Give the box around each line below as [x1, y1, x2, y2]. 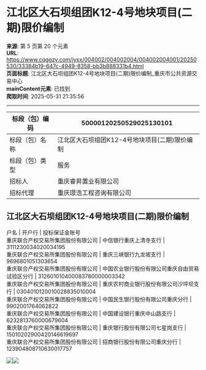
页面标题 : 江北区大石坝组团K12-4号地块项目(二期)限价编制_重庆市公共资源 [6, 69, 192, 77]
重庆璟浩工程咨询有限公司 [57, 188, 132, 197]
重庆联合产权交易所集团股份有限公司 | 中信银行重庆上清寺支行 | [6, 236, 166, 244]
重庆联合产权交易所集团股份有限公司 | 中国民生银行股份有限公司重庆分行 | [6, 295, 192, 303]
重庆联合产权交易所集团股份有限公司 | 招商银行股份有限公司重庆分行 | [6, 338, 181, 345]
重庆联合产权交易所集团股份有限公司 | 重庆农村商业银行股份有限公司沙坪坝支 [6, 280, 199, 287]
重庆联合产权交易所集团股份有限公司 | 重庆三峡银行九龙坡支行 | [6, 250, 166, 258]
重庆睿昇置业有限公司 [57, 177, 120, 185]
